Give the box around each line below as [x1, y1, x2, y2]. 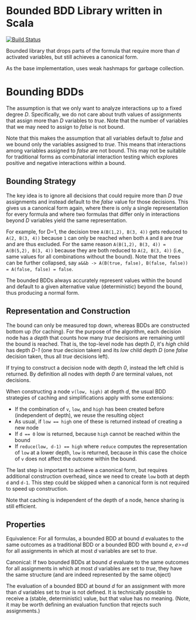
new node [14, 424, 39, 431]
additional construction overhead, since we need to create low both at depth [6, 473, 190, 480]
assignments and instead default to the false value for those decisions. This [6, 198, 188, 205]
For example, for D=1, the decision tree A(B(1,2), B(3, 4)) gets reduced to [6, 228, 188, 235]
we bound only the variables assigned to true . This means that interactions [6, 140, 186, 147]
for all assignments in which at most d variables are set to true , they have [6, 565, 183, 572]
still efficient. [6, 502, 37, 509]
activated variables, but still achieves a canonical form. [6, 53, 139, 60]
